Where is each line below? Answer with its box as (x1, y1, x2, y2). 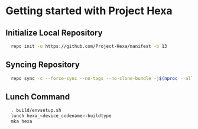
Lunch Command (5, 92, 70, 102)
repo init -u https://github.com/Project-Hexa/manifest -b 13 (11, 43, 167, 49)
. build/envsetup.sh (11, 108, 61, 114)
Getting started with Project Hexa (5, 4, 173, 18)
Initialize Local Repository (5, 28, 103, 38)
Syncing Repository (5, 60, 80, 70)
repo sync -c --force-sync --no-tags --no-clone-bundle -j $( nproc (11, 75, 178, 81)
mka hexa (11, 118, 33, 125)
